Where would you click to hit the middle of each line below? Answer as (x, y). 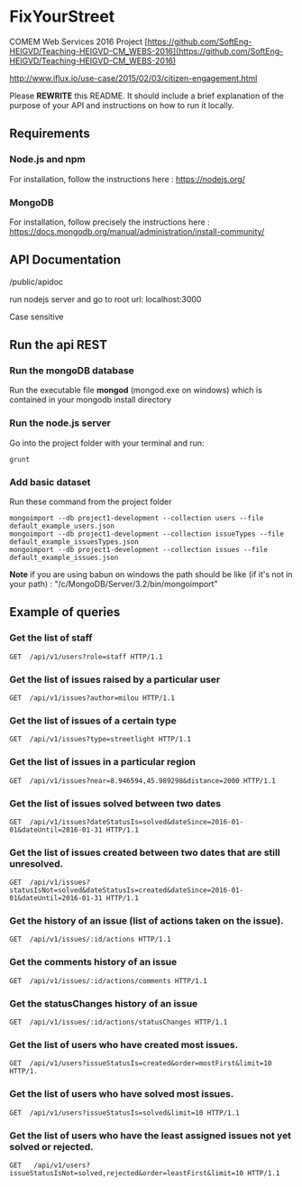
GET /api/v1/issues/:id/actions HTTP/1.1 (90, 940)
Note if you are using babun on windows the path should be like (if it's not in (151, 575)
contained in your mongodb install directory (91, 400)
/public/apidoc (37, 281)
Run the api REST (59, 345)
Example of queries (65, 612)
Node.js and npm (47, 160)
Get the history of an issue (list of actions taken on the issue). (146, 921)
